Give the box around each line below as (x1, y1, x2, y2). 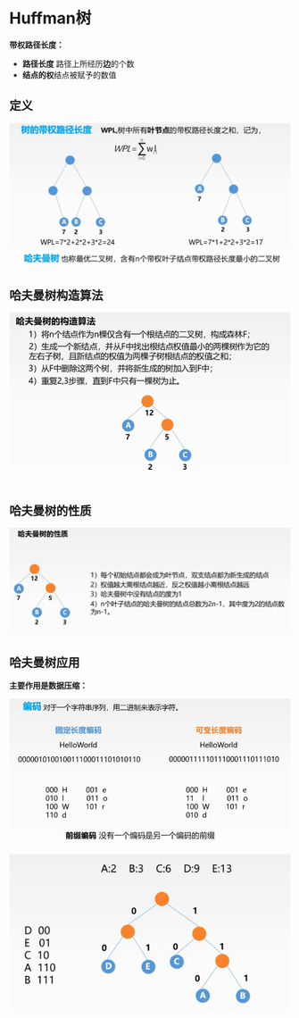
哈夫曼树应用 (9, 655, 80, 670)
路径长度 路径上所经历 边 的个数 (21, 58, 135, 69)
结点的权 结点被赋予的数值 (21, 69, 117, 80)
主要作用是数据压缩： (9, 680, 87, 691)
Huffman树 (9, 8, 92, 29)
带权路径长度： (9, 39, 64, 50)
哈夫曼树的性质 (9, 504, 92, 519)
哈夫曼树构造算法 (9, 288, 104, 303)
